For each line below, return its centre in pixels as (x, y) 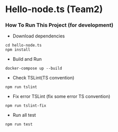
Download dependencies (38, 36)
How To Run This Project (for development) (60, 25)
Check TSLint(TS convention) (43, 78)
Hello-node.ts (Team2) (54, 9)
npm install (18, 50)
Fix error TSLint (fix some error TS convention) (61, 97)
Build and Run (27, 59)
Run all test (24, 115)
